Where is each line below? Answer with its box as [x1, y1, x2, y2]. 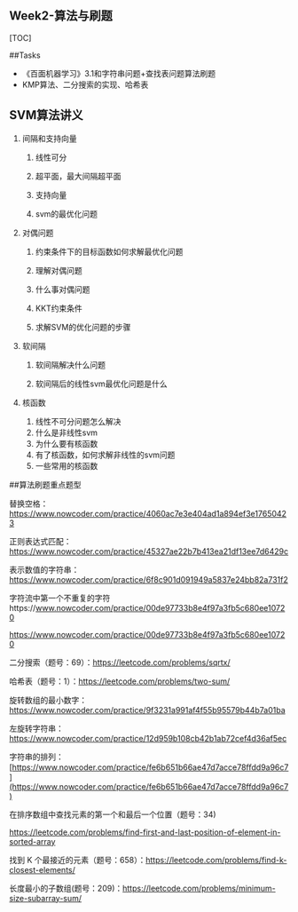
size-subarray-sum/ [9, 892, 82, 903]
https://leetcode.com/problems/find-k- [145, 854, 287, 865]
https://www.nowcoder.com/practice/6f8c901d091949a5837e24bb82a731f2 [9, 574, 288, 584]
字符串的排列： [9, 751, 64, 762]
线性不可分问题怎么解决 [35, 416, 122, 426]
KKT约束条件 [35, 303, 82, 313]
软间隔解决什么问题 [35, 359, 106, 370]
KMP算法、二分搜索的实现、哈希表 [21, 79, 149, 90]
